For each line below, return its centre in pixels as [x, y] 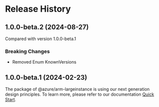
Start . [11, 100]
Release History [38, 9]
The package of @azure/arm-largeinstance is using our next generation [78, 89]
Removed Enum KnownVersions [44, 62]
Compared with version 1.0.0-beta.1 [41, 39]
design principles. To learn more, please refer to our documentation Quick [79, 94]
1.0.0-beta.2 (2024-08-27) [47, 27]
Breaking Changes [28, 51]
